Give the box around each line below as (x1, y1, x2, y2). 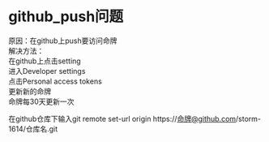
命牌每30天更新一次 (8, 97, 75, 106)
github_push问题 (8, 7, 124, 26)
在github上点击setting (8, 56, 81, 66)
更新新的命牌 (8, 86, 51, 96)
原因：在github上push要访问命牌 (8, 36, 117, 45)
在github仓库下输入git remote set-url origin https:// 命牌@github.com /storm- (8, 114, 262, 123)
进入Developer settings (8, 66, 86, 75)
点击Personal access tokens (8, 76, 103, 86)
